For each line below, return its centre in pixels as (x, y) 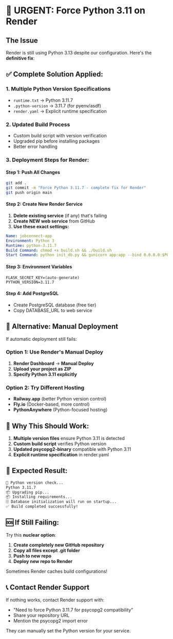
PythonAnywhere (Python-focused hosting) (60, 410)
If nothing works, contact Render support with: (55, 600)
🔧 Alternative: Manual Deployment (62, 327)
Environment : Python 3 (30, 241)
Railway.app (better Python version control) (60, 399)
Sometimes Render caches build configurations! (56, 571)
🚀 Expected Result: (37, 471)
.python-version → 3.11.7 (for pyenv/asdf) (57, 105)
